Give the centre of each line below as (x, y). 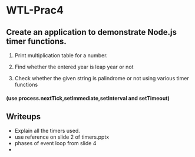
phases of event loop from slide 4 (55, 143)
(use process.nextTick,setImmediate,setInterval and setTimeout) (88, 98)
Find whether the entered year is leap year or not (74, 67)
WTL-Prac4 (35, 10)
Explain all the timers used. (47, 131)
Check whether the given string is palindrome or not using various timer (102, 78)
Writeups (24, 117)
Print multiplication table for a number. (61, 55)
